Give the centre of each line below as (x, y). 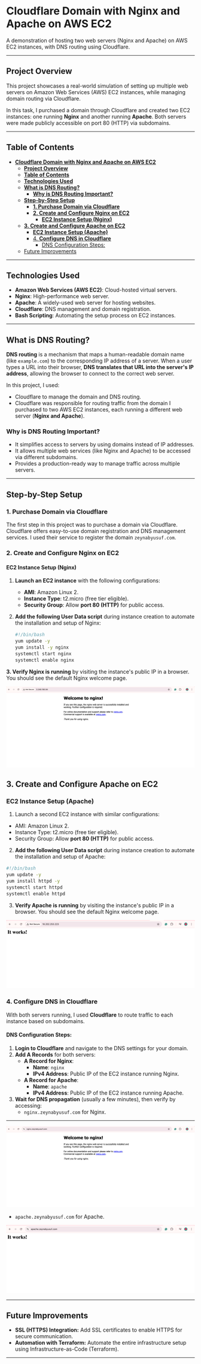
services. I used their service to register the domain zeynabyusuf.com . (91, 538)
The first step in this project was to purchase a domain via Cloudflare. (92, 525)
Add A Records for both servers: (55, 1054)
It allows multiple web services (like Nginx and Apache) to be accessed (103, 451)
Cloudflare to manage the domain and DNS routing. (78, 397)
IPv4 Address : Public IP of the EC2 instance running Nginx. (106, 1074)
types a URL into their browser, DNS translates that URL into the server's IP (100, 367)
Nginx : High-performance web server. (62, 296)
